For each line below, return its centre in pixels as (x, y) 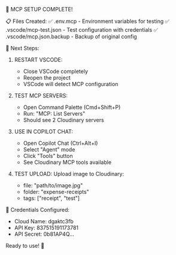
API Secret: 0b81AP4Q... (44, 234)
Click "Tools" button (48, 156)
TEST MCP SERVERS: (41, 95)
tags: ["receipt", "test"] (51, 198)
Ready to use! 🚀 (25, 246)
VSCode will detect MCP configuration (71, 84)
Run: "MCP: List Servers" (54, 113)
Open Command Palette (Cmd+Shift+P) (72, 107)
